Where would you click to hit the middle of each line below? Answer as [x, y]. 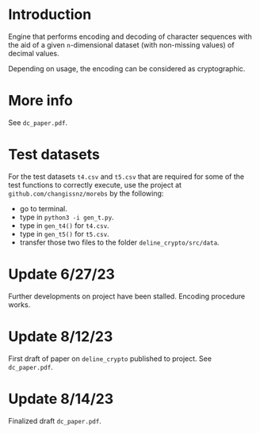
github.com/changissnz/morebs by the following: [86, 193]
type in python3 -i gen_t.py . [67, 217]
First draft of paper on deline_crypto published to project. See [110, 359]
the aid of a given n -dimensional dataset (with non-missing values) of [122, 44]
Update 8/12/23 [61, 336]
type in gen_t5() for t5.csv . [64, 234]
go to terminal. [43, 208]
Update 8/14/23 [61, 399]
